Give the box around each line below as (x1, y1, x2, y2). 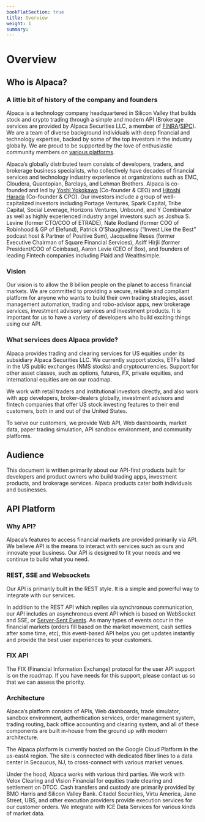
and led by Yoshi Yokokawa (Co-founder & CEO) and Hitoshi (28, 187, 181, 194)
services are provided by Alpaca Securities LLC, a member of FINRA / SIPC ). (6, 122, 196, 130)
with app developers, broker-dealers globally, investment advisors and (6, 394, 184, 401)
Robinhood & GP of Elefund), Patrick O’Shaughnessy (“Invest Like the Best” (6, 225, 196, 233)
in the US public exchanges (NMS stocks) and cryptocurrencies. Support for (6, 362, 199, 370)
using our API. (6, 320, 42, 327)
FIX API (6, 651, 29, 660)
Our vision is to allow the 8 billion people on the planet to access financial (6, 281, 192, 289)
